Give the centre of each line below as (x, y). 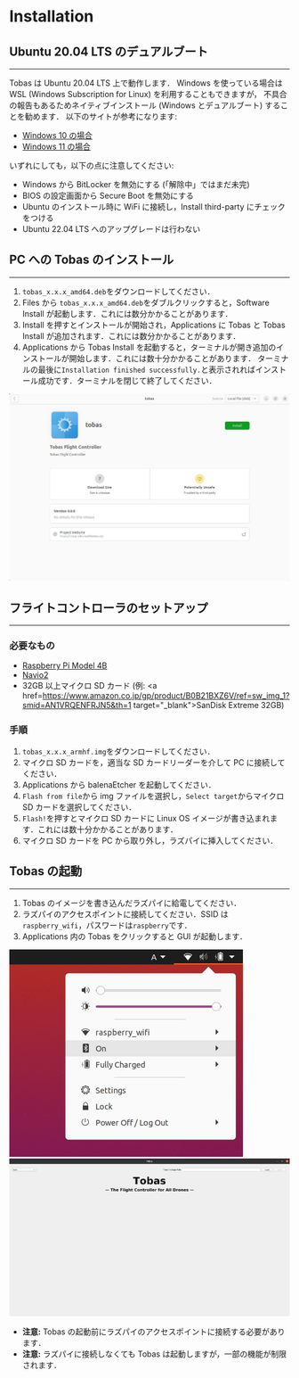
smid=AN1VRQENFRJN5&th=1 (77, 706)
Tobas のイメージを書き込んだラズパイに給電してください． (132, 903)
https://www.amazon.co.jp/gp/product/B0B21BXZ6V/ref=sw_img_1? (166, 696)
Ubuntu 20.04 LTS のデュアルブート (109, 51)
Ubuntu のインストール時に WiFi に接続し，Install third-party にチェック (154, 206)
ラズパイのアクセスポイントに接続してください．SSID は (125, 914)
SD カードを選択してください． (79, 807)
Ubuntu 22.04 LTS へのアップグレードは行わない (111, 229)
